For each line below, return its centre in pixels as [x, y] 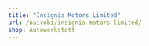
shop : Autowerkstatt [42, 30]
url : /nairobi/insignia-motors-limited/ [75, 23]
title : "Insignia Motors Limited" [65, 15]
